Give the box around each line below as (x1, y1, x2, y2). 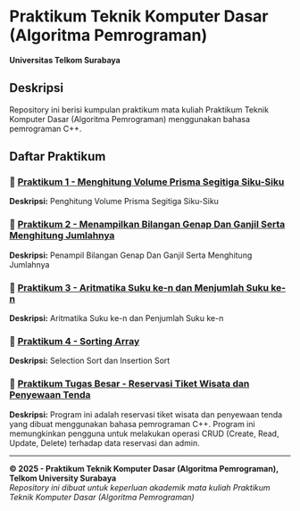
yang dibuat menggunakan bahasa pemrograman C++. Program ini (9, 418, 256, 429)
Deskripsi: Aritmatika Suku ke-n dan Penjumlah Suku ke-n (9, 313, 224, 324)
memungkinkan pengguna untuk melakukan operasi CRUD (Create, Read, (9, 428, 279, 439)
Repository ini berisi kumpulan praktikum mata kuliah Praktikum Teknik (9, 104, 270, 115)
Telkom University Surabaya (9, 473, 117, 483)
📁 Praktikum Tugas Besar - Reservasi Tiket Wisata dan (9, 377, 250, 390)
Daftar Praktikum (9, 149, 106, 164)
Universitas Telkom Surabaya (9, 54, 121, 65)
